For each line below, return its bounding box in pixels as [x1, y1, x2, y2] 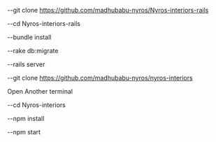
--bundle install [7, 33, 52, 41]
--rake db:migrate [7, 47, 59, 55]
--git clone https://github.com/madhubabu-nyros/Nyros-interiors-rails [7, 6, 209, 14]
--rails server [7, 60, 45, 69]
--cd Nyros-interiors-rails [7, 20, 80, 27]
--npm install [7, 115, 45, 122]
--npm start [7, 128, 41, 136]
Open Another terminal [7, 87, 73, 95]
